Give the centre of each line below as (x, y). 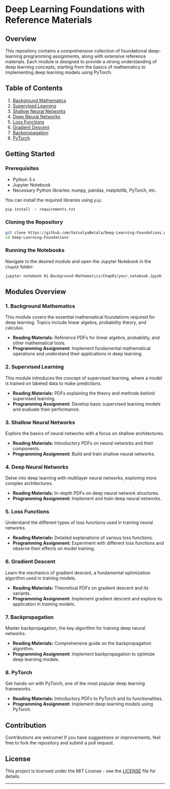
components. (26, 448)
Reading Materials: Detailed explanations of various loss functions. (83, 538)
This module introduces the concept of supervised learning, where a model (84, 378)
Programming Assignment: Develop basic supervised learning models (87, 404)
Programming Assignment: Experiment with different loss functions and (88, 543)
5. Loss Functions (27, 512)
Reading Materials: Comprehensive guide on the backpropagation (82, 643)
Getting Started (30, 154)
